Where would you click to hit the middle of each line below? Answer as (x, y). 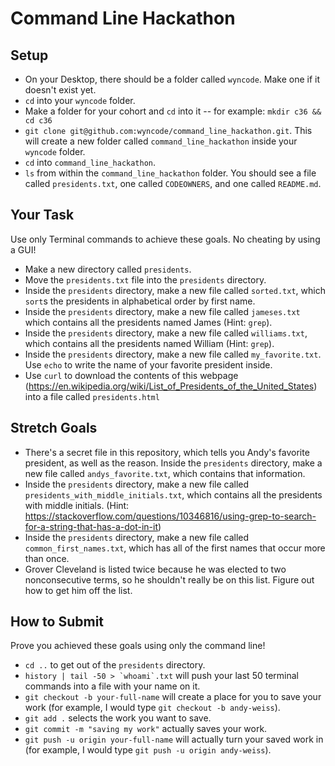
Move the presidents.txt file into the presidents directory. (145, 279)
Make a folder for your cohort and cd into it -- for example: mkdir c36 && (173, 111)
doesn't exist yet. (60, 90)
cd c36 (38, 121)
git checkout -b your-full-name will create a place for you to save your (173, 697)
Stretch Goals (54, 428)
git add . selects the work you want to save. (118, 718)
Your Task (42, 215)
